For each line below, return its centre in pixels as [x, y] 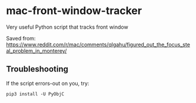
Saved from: [21, 38]
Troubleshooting [37, 69]
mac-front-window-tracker [74, 11]
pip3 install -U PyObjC [35, 94]
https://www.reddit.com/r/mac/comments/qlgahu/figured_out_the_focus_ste [98, 44]
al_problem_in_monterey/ [36, 50]
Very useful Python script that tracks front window [67, 27]
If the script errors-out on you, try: [48, 83]
